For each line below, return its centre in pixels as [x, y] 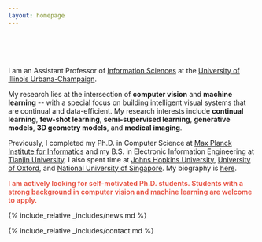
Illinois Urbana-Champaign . [52, 79]
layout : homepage [37, 15]
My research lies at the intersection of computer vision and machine [120, 94]
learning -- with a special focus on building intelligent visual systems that [127, 102]
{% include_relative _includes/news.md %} [77, 215]
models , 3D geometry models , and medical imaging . [95, 128]
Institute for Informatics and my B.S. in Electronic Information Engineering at [131, 151]
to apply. [23, 200]
